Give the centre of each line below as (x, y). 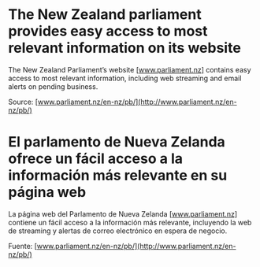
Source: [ (23, 102)
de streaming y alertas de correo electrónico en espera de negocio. (118, 231)
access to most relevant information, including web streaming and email (125, 78)
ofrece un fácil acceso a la (96, 159)
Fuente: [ (23, 246)
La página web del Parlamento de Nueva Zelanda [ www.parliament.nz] (123, 213)
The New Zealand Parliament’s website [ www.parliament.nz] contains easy (130, 69)
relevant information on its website (125, 48)
